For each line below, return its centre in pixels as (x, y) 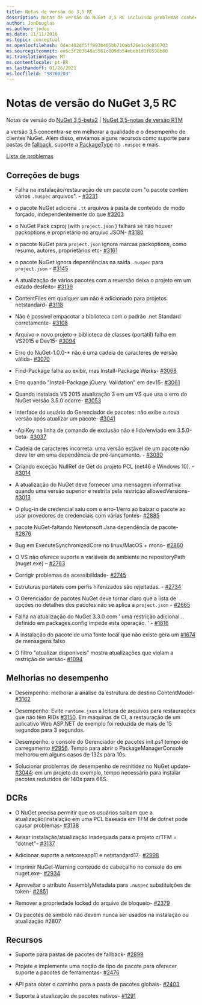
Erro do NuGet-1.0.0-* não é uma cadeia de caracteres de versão (96, 353)
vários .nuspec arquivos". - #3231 (56, 196)
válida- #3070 (32, 359)
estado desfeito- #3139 (44, 287)
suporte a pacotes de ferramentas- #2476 (67, 972)
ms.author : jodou (28, 29)
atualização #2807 (38, 921)
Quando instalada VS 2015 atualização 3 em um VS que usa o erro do (101, 394)
